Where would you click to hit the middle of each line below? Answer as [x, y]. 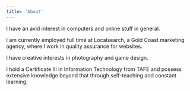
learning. [17, 82]
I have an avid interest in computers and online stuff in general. [83, 28]
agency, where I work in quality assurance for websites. [74, 46]
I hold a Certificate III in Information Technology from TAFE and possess [94, 69]
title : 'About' [25, 12]
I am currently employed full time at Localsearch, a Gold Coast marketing [96, 40]
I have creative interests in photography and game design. [77, 57]
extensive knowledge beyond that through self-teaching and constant [91, 75]
